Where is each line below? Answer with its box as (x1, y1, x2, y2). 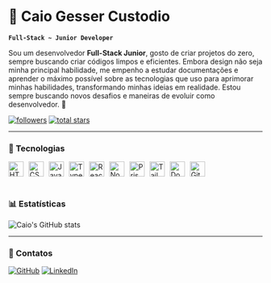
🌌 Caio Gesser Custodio (8, 7, 171, 26)
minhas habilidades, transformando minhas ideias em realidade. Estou (8, 82, 241, 92)
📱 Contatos (8, 248, 53, 259)
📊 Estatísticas (8, 198, 66, 210)
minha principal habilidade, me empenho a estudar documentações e (8, 65, 239, 75)
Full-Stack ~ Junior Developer (8, 34, 114, 42)
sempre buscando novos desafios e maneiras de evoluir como (8, 90, 215, 100)
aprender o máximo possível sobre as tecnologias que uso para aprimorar (8, 73, 254, 83)
